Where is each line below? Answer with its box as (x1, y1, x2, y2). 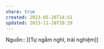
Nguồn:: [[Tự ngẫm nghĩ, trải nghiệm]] (5, 36, 99, 44)
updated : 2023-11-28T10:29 (5, 20, 73, 26)
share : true (5, 8, 35, 15)
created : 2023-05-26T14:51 (5, 14, 73, 20)
